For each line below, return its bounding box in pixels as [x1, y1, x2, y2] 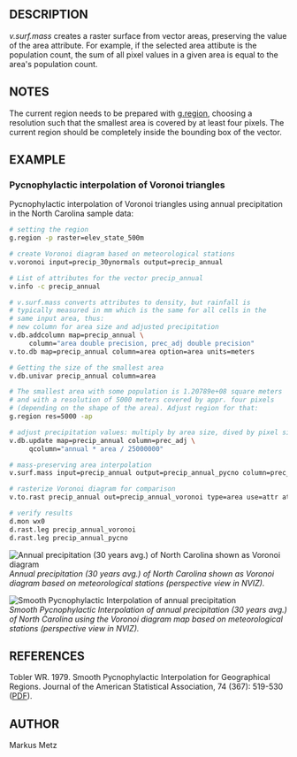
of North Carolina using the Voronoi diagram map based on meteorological [9, 614, 283, 624]
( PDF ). [9, 691, 33, 701]
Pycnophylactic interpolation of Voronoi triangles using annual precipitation [9, 199, 283, 210]
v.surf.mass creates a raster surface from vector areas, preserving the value [9, 30, 287, 41]
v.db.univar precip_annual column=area [9, 371, 156, 380]
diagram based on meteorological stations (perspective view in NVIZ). [9, 577, 265, 588]
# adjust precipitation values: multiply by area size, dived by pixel [9, 428, 278, 437]
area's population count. [9, 58, 98, 69]
